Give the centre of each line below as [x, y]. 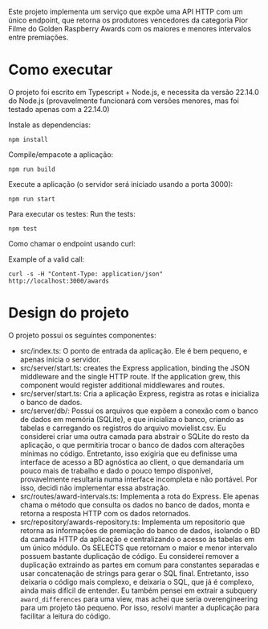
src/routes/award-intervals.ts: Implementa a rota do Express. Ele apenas [139, 496]
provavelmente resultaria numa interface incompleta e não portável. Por [139, 479]
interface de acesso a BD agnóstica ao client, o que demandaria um [132, 461]
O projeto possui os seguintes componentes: [82, 335]
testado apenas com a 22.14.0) [59, 109]
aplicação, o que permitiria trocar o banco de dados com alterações [132, 445]
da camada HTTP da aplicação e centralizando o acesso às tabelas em [137, 539]
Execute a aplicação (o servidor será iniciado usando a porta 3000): [121, 184]
